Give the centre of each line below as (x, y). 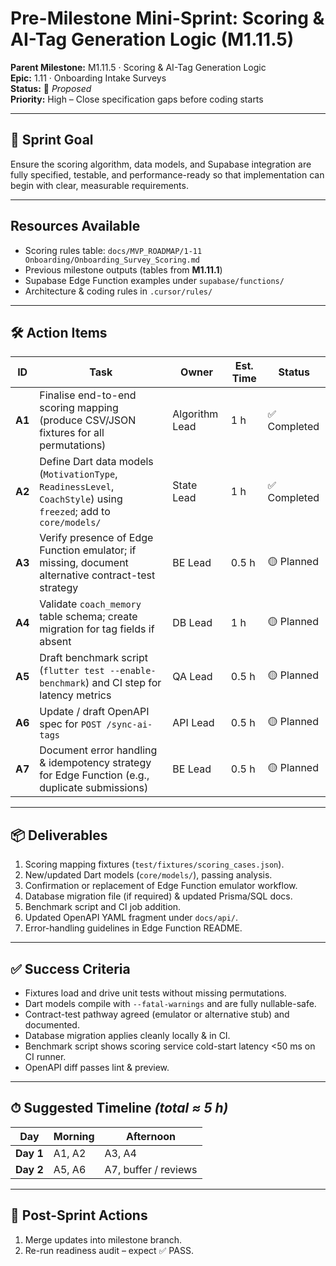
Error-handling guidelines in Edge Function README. (133, 928)
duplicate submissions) (94, 788)
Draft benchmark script (93, 658)
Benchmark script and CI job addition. (103, 907)
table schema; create (88, 617)
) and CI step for (123, 683)
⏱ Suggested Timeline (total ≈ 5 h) (119, 1108)
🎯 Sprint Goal (52, 140)
